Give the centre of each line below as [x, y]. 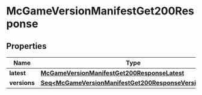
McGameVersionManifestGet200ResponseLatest [112, 73]
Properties [26, 46]
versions [22, 83]
